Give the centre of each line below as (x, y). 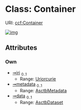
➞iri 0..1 (20, 73)
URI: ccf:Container (24, 23)
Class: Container (40, 9)
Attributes (21, 48)
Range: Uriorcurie (38, 79)
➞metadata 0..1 (27, 85)
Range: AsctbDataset (41, 103)
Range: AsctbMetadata (43, 91)
